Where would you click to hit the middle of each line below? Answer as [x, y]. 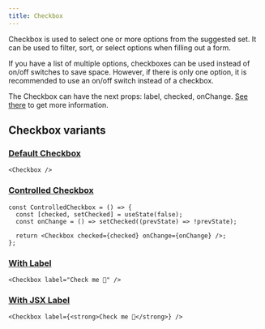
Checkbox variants [57, 130]
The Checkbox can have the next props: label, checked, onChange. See [128, 96]
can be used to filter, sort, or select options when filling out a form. [120, 47]
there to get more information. [59, 105]
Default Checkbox [45, 153]
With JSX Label [39, 300]
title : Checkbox [36, 16]
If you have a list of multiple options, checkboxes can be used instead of [129, 63]
